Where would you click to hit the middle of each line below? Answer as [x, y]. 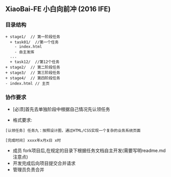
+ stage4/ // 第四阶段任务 [33, 78]
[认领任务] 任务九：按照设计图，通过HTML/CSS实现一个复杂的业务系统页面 [73, 130]
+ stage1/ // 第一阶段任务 [33, 37]
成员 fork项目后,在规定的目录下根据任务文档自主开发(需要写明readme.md [89, 150]
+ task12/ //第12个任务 [35, 62]
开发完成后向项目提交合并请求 [44, 163]
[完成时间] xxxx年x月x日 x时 [33, 140]
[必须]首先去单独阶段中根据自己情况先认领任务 [62, 109]
